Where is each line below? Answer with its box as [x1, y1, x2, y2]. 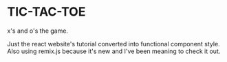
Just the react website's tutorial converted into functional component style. [7, 40, 220, 48]
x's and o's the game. [7, 27, 69, 35]
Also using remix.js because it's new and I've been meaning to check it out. [7, 47, 221, 55]
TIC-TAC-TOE [7, 4, 86, 20]
